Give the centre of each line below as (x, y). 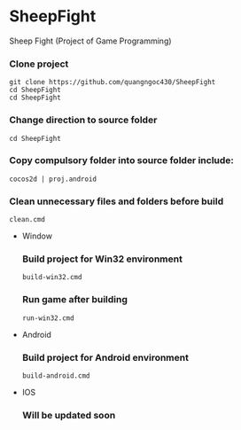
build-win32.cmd (52, 278)
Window (37, 236)
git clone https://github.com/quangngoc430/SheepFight (113, 82)
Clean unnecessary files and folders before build (117, 201)
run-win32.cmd (48, 318)
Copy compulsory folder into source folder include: (122, 160)
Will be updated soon (69, 415)
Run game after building (75, 300)
